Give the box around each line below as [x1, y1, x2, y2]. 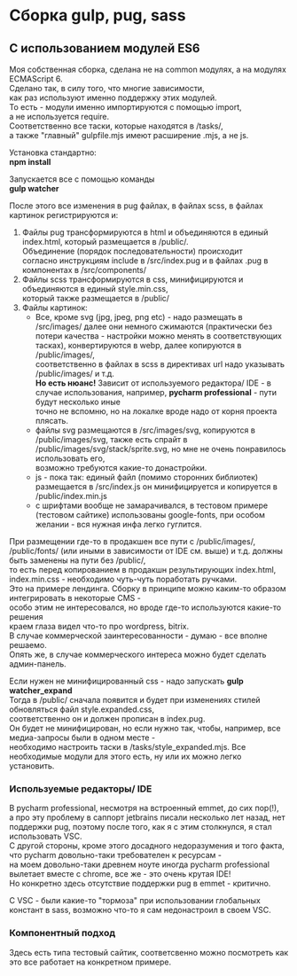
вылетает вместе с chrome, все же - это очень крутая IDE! [9, 869, 231, 879]
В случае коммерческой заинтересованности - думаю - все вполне [9, 630, 268, 641]
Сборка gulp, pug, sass [9, 5, 186, 26]
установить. [9, 761, 55, 771]
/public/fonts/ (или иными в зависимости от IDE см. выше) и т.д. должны [9, 546, 284, 556]
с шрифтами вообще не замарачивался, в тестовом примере [35, 500, 269, 511]
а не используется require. [9, 112, 110, 121]
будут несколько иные [35, 396, 121, 407]
